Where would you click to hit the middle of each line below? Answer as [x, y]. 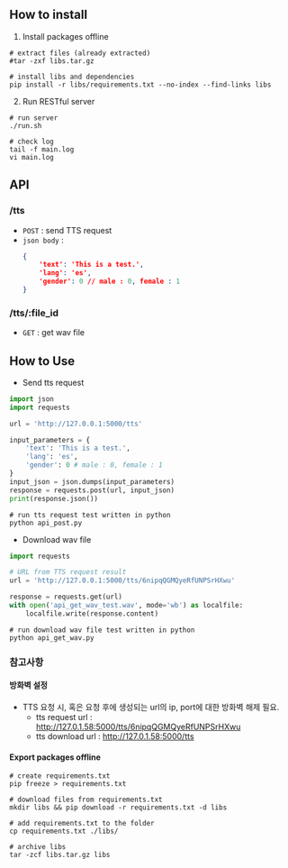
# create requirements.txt [60, 776]
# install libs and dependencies [72, 77]
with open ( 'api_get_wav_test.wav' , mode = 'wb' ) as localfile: [126, 606]
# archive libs [38, 847]
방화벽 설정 [28, 685]
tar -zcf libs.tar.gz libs [60, 855]
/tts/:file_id [34, 313]
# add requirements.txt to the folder [82, 824]
